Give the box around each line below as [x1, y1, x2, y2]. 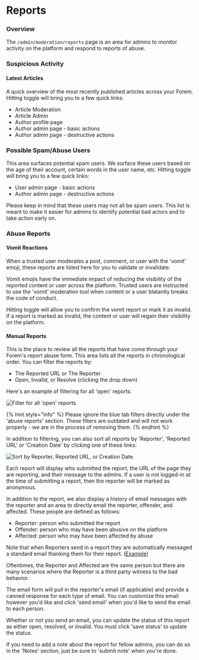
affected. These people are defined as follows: [6, 508, 121, 515]
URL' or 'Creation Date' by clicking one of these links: [6, 441, 137, 449]
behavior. [6, 575, 29, 582]
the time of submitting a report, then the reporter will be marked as [6, 477, 170, 484]
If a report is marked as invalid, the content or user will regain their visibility [6, 312, 191, 320]
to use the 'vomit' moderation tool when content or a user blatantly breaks [6, 288, 188, 296]
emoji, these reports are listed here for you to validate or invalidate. [6, 264, 171, 271]
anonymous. [6, 484, 37, 491]
